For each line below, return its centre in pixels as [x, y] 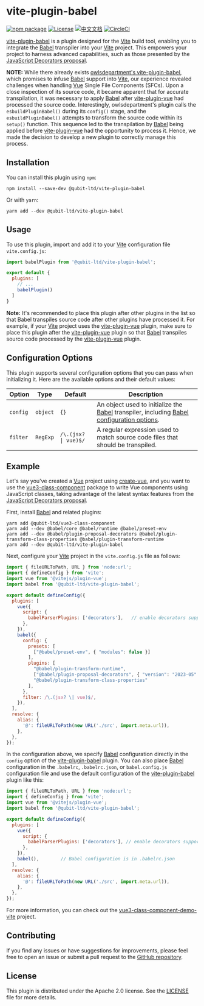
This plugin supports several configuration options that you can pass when [100, 372]
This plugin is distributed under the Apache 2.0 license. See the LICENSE [98, 991]
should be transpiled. [127, 445]
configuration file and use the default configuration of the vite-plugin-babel [100, 774]
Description [146, 394]
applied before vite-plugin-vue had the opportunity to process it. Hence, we [101, 130]
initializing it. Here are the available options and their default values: [91, 379]
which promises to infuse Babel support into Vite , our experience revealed [99, 79]
